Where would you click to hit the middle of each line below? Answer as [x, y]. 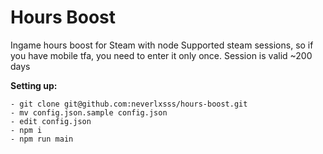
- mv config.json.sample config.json [89, 112]
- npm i [26, 130]
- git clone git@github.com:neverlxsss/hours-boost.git [129, 104]
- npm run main [42, 139]
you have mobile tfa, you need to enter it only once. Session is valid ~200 [161, 55]
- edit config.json [51, 121]
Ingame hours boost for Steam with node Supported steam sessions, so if [162, 45]
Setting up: [34, 85]
